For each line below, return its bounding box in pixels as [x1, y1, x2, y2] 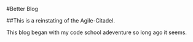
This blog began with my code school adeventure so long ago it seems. [6, 29, 187, 36]
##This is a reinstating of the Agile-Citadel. [6, 17, 116, 24]
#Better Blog [6, 5, 39, 12]
